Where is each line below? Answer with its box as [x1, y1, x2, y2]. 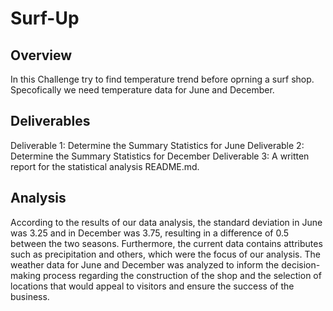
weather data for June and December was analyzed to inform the [10, 258, 280, 271]
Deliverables [10, 113, 91, 130]
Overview [10, 47, 73, 64]
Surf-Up [10, 7, 80, 30]
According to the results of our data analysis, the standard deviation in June [10, 216, 323, 228]
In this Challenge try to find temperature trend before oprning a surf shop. [10, 73, 315, 85]
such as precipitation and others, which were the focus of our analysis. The [10, 248, 321, 260]
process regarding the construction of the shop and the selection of [42, 269, 322, 281]
